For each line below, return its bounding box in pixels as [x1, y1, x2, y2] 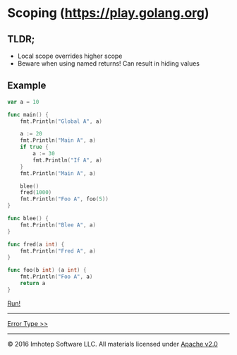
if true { [20, 143, 49, 151]
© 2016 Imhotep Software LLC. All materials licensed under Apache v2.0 [7, 339, 218, 348]
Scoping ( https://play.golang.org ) [7, 5, 209, 21]
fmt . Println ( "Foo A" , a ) [20, 273, 93, 280]
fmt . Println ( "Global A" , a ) [20, 118, 102, 125]
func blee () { [7, 215, 49, 222]
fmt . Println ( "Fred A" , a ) [20, 247, 97, 255]
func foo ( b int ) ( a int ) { [7, 267, 87, 274]
